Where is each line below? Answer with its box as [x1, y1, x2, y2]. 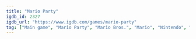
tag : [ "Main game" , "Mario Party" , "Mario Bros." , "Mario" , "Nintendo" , [6, 24, 187, 30]
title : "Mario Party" [6, 8, 59, 14]
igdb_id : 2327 [6, 14, 41, 19]
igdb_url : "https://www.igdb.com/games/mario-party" [6, 19, 137, 25]
